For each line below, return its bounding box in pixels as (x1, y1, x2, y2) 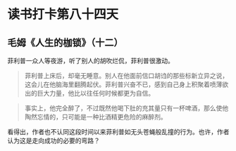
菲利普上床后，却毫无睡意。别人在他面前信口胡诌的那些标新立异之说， (24, 72, 229, 79)
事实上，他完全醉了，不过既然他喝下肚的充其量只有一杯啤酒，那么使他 (24, 104, 229, 112)
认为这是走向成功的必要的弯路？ (7, 136, 100, 145)
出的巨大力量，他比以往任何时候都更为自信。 (24, 89, 155, 97)
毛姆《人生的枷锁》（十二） (7, 37, 123, 48)
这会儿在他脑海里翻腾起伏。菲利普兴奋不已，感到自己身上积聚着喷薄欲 (24, 80, 229, 88)
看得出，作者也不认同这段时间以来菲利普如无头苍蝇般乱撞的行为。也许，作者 (7, 128, 230, 136)
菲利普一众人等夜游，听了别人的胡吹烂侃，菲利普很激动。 (7, 57, 174, 65)
